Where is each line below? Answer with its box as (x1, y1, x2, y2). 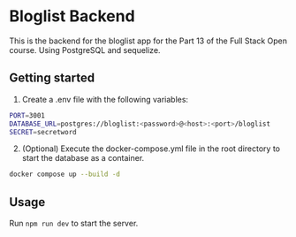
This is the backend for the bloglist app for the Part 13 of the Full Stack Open (9, 35, 288, 46)
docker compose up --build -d (9, 170, 121, 179)
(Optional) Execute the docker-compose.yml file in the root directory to (21, 143, 281, 154)
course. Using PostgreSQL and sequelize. (9, 44, 161, 55)
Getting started (9, 71, 95, 86)
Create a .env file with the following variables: (21, 94, 188, 104)
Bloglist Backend (9, 6, 135, 27)
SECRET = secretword (9, 127, 77, 136)
